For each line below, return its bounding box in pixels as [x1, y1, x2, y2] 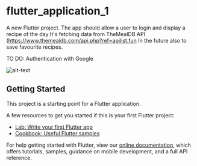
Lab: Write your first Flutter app [14, 123, 93, 131]
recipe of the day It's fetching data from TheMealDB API [6, 30, 146, 37]
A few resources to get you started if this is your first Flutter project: [6, 111, 175, 118]
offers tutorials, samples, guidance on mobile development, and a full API [6, 147, 188, 155]
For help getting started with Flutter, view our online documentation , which [6, 141, 192, 149]
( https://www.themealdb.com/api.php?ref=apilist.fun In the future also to [6, 37, 187, 44]
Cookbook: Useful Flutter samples [14, 129, 100, 137]
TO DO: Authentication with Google [6, 55, 93, 62]
